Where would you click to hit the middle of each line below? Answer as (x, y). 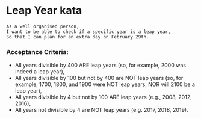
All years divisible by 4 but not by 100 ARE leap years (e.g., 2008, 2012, (103, 97)
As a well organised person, (43, 26)
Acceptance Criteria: (38, 52)
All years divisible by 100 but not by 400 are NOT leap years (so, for (99, 78)
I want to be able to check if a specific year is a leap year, (88, 32)
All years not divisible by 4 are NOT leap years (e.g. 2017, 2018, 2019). (101, 110)
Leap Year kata (44, 11)
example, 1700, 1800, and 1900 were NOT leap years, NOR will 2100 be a (105, 84)
